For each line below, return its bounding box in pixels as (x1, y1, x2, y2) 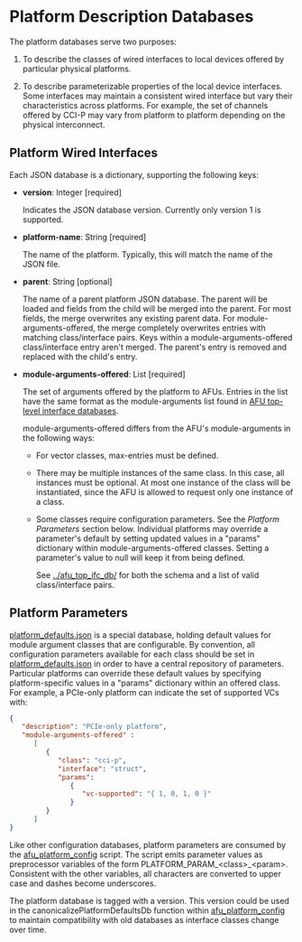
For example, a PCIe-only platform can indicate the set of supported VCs (9, 686, 279, 697)
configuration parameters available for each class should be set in (9, 648, 255, 659)
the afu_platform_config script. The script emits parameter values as (9, 849, 263, 860)
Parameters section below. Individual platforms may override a (35, 523, 269, 534)
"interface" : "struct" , (57, 764, 147, 773)
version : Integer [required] (22, 187, 122, 198)
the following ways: (22, 432, 95, 443)
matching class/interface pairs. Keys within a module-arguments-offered (22, 331, 293, 342)
